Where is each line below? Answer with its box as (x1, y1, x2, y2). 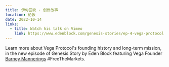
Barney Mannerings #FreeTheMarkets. (5, 56, 86, 61)
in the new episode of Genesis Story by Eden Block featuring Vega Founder (5, 50, 163, 56)
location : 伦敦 (5, 12, 36, 17)
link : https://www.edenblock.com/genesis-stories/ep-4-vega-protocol (14, 31, 164, 36)
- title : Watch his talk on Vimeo (10, 26, 82, 31)
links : (5, 21, 19, 27)
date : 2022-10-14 (5, 17, 42, 22)
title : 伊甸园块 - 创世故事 (5, 7, 58, 13)
